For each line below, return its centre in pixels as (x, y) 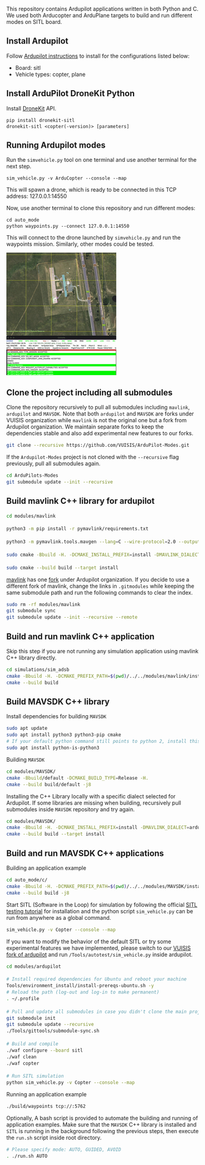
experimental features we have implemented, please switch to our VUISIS (99, 948)
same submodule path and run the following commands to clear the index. (100, 592)
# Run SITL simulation (35, 1076)
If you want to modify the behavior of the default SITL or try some (89, 941)
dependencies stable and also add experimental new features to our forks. (100, 433)
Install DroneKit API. (31, 108)
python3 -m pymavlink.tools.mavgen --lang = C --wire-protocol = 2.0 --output (103, 542)
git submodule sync (31, 611)
